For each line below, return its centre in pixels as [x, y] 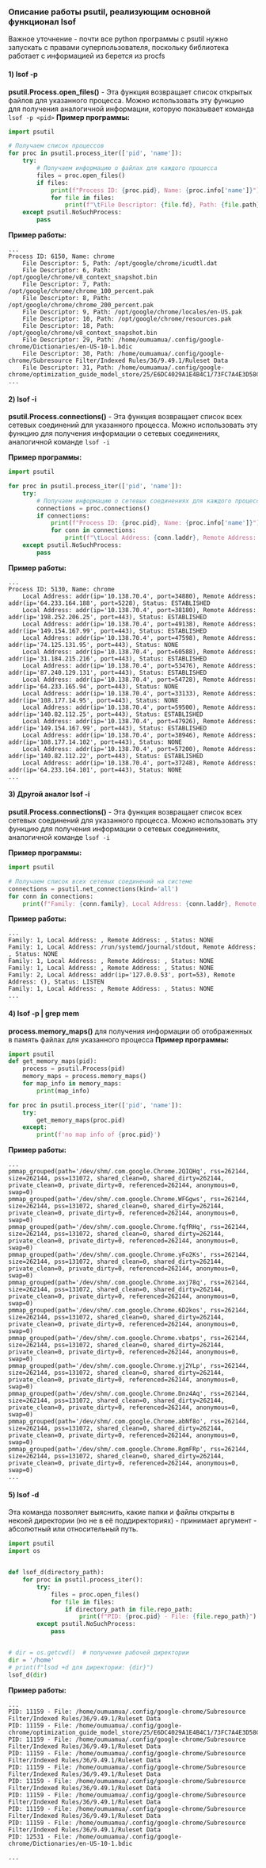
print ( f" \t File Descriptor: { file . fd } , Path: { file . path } [162, 205]
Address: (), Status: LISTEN [56, 982]
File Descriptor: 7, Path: [67, 284]
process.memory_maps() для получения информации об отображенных [130, 1031]
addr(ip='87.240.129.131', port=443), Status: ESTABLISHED [108, 672]
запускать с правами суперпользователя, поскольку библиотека [119, 48]
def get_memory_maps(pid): [53, 1061]
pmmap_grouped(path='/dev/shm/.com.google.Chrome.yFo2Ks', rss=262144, [129, 1255]
